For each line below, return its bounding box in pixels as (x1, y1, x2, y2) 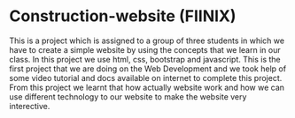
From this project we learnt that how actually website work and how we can (9, 82, 285, 92)
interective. (9, 100, 50, 111)
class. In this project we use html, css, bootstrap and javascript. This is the (9, 54, 281, 64)
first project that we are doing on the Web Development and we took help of (9, 63, 286, 74)
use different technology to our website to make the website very (9, 91, 247, 102)
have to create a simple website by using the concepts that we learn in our (9, 44, 281, 55)
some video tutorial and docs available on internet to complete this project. (9, 72, 283, 83)
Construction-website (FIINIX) (9, 6, 237, 26)
